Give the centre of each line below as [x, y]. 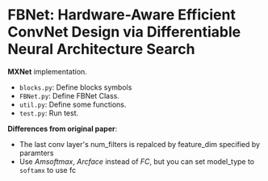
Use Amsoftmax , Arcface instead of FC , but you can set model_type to [137, 161]
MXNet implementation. [48, 71]
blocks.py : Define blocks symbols [75, 87]
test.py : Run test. [48, 113]
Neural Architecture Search [101, 49]
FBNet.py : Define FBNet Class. [69, 95]
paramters [36, 153]
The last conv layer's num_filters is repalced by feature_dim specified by [139, 144]
